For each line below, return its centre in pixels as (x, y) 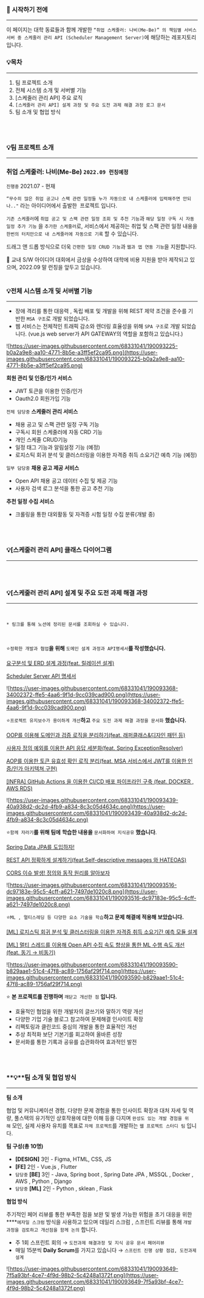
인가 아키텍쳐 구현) (35, 769)
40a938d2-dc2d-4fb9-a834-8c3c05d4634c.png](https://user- (86, 807)
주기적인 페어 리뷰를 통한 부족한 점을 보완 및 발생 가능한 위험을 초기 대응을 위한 (99, 1215)
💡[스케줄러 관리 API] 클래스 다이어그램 (59, 550)
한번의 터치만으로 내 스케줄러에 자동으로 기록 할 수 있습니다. (72, 234)
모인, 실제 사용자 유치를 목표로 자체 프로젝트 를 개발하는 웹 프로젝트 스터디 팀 (99, 1126)
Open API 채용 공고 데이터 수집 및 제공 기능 (66, 481)
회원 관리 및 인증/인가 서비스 (39, 378)
